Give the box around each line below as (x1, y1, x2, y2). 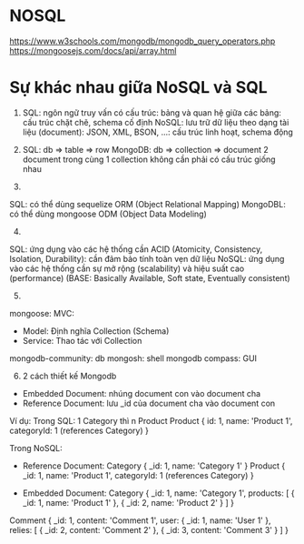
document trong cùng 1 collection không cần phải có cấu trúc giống (22, 154, 276, 165)
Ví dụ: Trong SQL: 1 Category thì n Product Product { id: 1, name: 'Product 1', (9, 415, 293, 426)
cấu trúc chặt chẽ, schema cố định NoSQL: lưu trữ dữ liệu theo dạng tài (22, 116, 289, 127)
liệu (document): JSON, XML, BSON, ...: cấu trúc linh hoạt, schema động (22, 126, 293, 137)
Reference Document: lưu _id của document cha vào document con (22, 398, 276, 408)
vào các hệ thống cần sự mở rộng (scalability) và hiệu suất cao (9, 263, 245, 274)
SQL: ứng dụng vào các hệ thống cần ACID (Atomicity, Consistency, (9, 243, 263, 255)
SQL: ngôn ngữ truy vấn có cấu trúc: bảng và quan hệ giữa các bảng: (22, 106, 281, 118)
